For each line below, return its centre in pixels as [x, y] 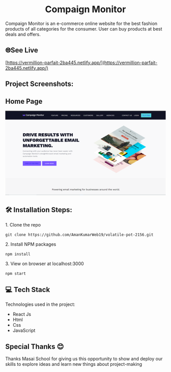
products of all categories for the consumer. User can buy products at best [84, 28]
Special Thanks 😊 [35, 346]
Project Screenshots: [39, 84]
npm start [16, 273]
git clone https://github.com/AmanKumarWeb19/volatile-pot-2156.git [79, 235]
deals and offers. [23, 34]
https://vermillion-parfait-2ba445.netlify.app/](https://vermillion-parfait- [82, 63]
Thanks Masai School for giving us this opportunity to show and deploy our [84, 359]
